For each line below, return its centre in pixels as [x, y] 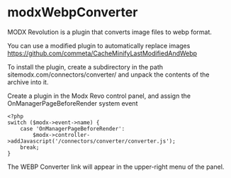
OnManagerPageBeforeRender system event [73, 103]
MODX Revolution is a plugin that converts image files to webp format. [110, 32]
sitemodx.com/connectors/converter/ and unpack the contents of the [108, 74]
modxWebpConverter [73, 12]
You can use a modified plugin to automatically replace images [99, 45]
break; [30, 147]
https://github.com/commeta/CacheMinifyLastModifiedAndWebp [102, 53]
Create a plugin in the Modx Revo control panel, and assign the [99, 96]
